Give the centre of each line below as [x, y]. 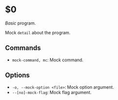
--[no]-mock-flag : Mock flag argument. [52, 92]
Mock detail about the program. [38, 32]
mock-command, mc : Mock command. [48, 60]
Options [18, 75]
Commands [23, 48]
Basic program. [20, 23]
